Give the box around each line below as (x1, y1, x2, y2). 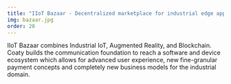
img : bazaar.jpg (7, 16, 54, 23)
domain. (7, 70, 30, 79)
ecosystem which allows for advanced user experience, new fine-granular (7, 56, 218, 64)
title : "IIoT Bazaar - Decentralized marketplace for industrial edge (7, 10, 214, 17)
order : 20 (7, 23, 36, 29)
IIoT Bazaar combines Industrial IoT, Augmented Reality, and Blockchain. (7, 42, 212, 50)
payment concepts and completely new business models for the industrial (7, 63, 217, 72)
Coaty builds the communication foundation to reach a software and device (7, 48, 221, 57)
